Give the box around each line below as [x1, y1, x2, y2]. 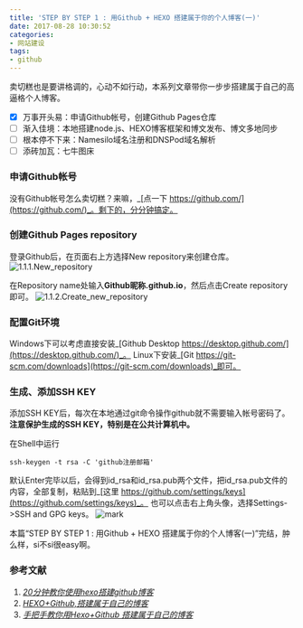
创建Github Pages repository [9, 229, 137, 241]
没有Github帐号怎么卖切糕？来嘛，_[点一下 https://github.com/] [9, 192, 245, 203]
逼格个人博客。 [9, 92, 65, 103]
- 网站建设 [9, 38, 45, 48]
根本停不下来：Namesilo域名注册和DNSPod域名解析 [22, 135, 216, 145]
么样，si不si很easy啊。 [9, 539, 95, 550]
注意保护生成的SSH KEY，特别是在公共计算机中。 [9, 419, 194, 430]
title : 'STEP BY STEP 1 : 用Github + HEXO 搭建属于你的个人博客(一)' [9, 13, 260, 23]
